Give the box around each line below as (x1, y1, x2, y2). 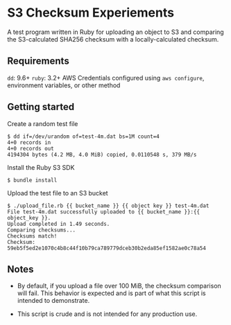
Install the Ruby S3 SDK (7, 163, 75, 171)
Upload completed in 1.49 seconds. (7, 220, 110, 227)
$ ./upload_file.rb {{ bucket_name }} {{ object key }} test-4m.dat (7, 202, 209, 209)
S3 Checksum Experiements (7, 5, 175, 21)
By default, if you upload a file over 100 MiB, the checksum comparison (17, 282, 222, 290)
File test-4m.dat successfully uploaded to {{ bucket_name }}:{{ (7, 208, 200, 216)
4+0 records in (7, 139, 51, 146)
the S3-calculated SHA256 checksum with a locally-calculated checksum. (7, 35, 219, 43)
